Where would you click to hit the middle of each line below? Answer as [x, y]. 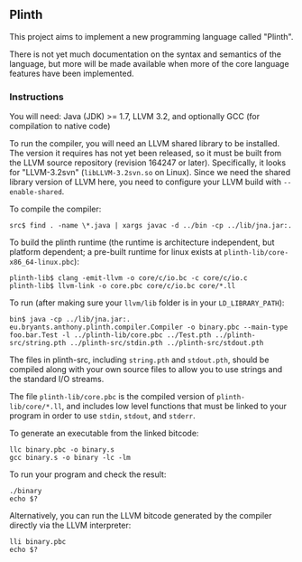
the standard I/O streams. [57, 379]
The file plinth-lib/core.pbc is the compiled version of [112, 397]
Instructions [37, 97]
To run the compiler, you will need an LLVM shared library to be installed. [145, 144]
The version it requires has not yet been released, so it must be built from [146, 154]
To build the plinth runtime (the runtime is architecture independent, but [142, 242]
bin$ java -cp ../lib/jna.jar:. [70, 320]
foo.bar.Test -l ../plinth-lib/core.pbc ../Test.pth [110, 335]
